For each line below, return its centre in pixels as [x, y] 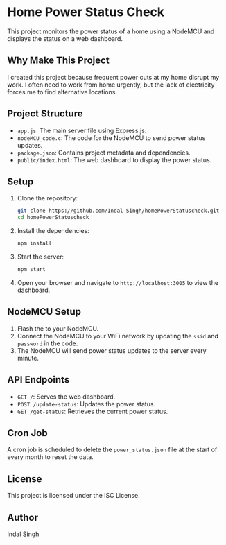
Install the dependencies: [53, 231]
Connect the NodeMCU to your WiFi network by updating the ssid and [118, 336]
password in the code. [47, 343]
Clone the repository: [47, 198]
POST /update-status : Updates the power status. [86, 404]
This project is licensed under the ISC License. [73, 496]
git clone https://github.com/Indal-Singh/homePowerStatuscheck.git [118, 211]
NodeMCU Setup [44, 312]
